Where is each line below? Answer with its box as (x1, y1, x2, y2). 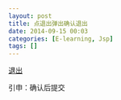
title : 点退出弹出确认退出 (8, 20, 89, 28)
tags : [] (8, 42, 38, 50)
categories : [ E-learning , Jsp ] (8, 34, 114, 43)
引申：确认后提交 (8, 83, 65, 93)
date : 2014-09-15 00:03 (8, 27, 89, 35)
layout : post (8, 11, 52, 20)
